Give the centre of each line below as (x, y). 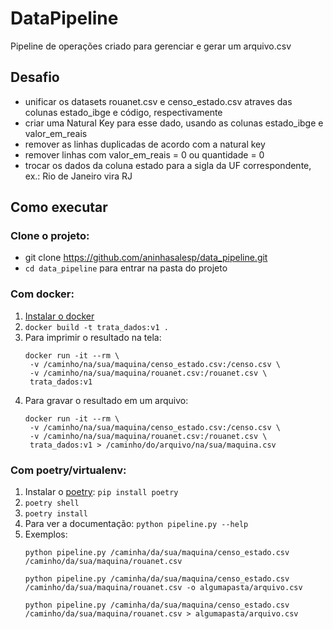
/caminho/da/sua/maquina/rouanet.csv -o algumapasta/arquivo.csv (163, 588)
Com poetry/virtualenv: (68, 470)
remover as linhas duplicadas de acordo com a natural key (145, 144)
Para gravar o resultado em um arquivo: (106, 400)
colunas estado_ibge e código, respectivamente (123, 112)
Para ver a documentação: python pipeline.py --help (136, 524)
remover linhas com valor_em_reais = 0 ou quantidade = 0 (144, 154)
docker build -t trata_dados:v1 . (96, 327)
